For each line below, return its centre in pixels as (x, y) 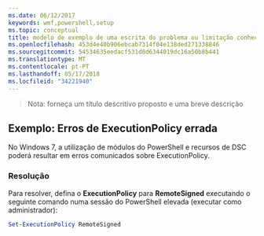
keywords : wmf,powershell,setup (61, 23)
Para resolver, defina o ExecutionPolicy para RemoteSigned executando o (129, 193)
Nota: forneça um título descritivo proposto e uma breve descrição (135, 104)
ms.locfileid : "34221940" (50, 81)
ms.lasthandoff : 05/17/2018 (54, 74)
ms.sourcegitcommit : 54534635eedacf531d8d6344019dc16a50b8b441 (114, 52)
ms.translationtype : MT (47, 60)
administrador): (33, 210)
